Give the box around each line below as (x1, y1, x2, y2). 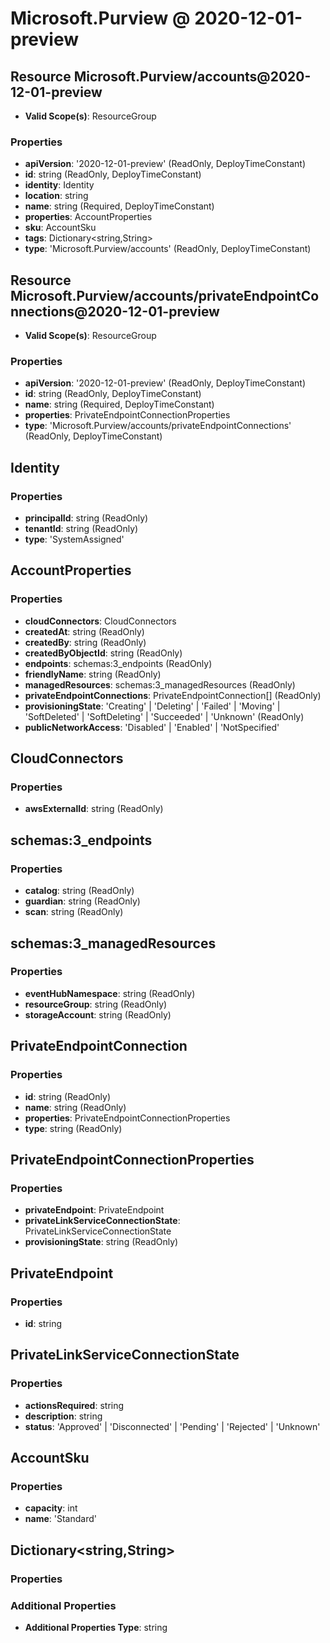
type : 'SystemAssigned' (24, 533, 125, 546)
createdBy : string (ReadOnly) (24, 636, 147, 648)
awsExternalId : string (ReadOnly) (24, 803, 164, 815)
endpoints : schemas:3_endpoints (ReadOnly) (24, 657, 213, 669)
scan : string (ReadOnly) (24, 906, 124, 918)
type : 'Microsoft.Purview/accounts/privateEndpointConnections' (24, 420, 292, 432)
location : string (24, 190, 89, 202)
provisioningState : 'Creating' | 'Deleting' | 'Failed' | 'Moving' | (24, 700, 281, 712)
